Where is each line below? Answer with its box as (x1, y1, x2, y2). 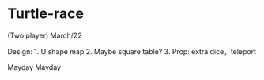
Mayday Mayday (7, 62, 61, 71)
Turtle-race (7, 5, 85, 23)
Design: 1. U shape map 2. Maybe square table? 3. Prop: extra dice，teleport (7, 46, 257, 56)
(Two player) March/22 (7, 31, 82, 40)
